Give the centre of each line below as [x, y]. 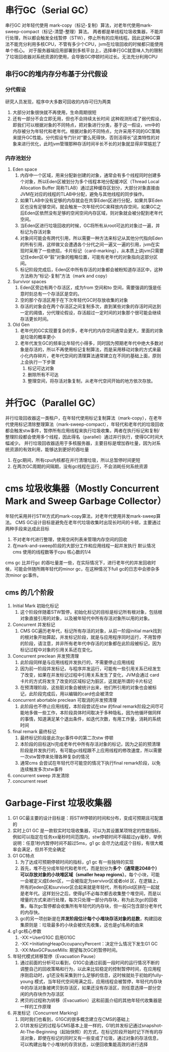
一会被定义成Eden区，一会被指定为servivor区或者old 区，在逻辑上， [90, 880]
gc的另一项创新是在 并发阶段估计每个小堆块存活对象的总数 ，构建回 [89, 918]
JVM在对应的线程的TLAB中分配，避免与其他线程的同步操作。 [83, 194]
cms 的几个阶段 [29, 592]
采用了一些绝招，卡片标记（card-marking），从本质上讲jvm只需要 [96, 251]
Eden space [25, 169]
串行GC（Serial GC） [50, 10]
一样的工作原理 [35, 1006]
